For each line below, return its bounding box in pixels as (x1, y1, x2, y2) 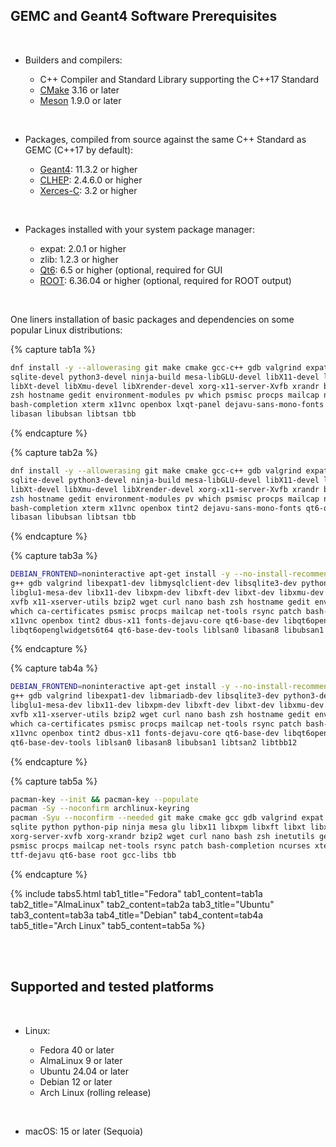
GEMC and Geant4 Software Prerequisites (10, 8, 278, 25)
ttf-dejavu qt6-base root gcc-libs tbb (10, 850, 177, 860)
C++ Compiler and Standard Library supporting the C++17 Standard (39, 73, 320, 85)
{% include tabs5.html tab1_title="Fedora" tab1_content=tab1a (10, 887, 263, 899)
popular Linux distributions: (10, 324, 123, 336)
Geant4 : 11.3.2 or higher (39, 163, 138, 175)
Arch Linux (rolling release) (39, 1086, 152, 1098)
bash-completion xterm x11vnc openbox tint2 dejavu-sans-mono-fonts (10, 503, 302, 513)
